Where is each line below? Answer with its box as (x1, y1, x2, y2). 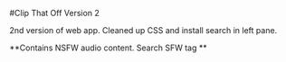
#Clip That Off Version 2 (9, 8, 100, 18)
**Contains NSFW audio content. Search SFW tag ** (9, 42, 207, 53)
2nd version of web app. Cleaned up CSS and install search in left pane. (9, 25, 278, 35)
